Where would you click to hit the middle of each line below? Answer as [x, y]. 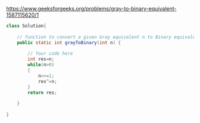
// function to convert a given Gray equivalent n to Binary [94, 37]
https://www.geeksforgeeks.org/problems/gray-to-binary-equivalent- [91, 9]
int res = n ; [41, 59]
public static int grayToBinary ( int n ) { [69, 42]
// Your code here [50, 54]
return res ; [43, 93]
